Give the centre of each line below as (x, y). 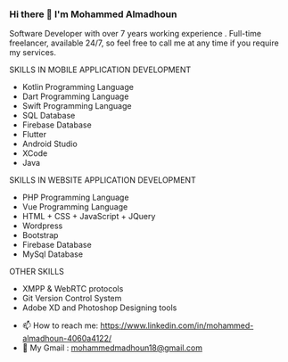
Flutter (34, 135)
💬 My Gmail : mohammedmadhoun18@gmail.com (112, 348)
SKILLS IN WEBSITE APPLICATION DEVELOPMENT (103, 180)
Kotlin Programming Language (78, 87)
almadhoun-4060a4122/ (67, 339)
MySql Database (52, 254)
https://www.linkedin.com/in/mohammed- (177, 325)
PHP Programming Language (75, 197)
